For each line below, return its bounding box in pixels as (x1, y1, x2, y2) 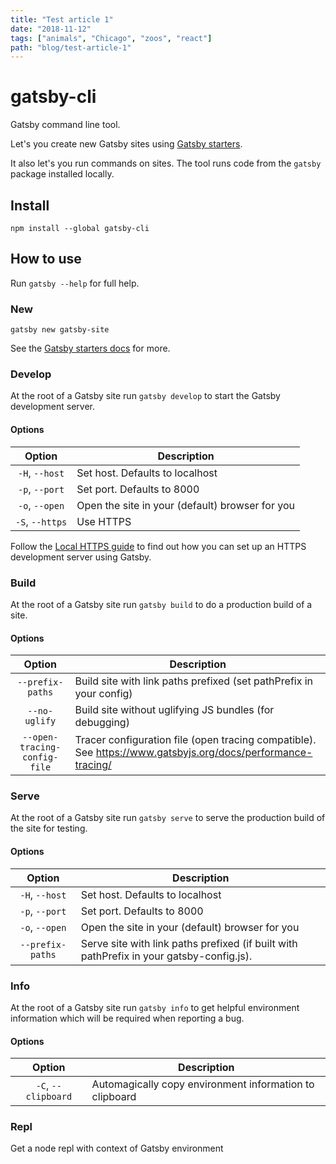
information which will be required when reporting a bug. (10, 1012, 245, 1024)
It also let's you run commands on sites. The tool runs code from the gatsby (10, 157, 322, 170)
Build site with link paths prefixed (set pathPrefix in (74, 674, 314, 688)
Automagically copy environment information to (91, 1077, 315, 1091)
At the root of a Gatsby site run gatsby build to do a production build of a (10, 598, 313, 610)
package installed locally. (10, 168, 115, 180)
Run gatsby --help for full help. (10, 277, 140, 289)
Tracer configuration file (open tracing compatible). (74, 733, 317, 747)
